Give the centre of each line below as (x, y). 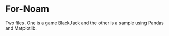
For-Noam (27, 9)
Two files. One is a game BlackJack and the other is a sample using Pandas (85, 23)
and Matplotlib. (21, 28)
